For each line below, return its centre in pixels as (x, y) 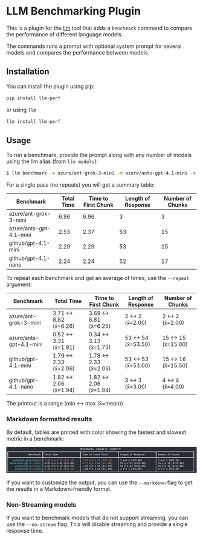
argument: (19, 285)
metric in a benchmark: (35, 439)
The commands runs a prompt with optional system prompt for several (94, 46)
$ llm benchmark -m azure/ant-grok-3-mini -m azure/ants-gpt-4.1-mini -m (101, 173)
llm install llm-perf (34, 122)
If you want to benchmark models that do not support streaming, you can (97, 518)
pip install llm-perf (34, 98)
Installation (28, 72)
